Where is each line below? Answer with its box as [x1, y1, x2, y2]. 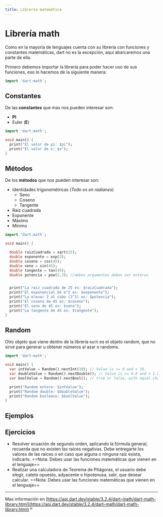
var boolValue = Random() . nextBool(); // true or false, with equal [9, 376, 151, 380]
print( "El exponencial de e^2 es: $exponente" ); [9, 290, 110, 295]
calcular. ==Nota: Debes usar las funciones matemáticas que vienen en [12, 477, 155, 483]
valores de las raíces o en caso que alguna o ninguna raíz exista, [12, 451, 142, 457]
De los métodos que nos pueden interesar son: [5, 177, 99, 183]
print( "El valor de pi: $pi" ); [9, 142, 73, 147]
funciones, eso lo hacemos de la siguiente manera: [5, 69, 107, 75]
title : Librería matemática [5, 7, 62, 12]
